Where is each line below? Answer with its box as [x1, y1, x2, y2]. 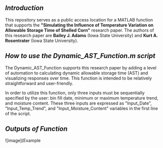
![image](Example [5, 138, 41, 144]
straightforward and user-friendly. [5, 80, 73, 86]
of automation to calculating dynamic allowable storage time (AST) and [5, 70, 148, 76]
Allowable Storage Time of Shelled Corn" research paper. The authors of [5, 27, 154, 33]
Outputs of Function [5, 125, 68, 133]
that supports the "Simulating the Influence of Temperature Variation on [5, 22, 154, 28]
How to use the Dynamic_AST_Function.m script [5, 52, 156, 60]
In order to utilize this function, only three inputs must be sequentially [5, 90, 145, 96]
